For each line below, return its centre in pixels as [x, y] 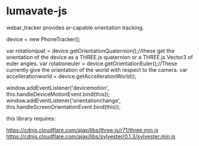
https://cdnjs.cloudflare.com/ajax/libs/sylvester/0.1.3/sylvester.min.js [91, 136]
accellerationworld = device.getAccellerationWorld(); [71, 76]
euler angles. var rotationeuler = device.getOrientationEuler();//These [92, 63]
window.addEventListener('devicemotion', [58, 87]
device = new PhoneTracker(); [43, 39]
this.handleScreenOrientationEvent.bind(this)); [64, 107]
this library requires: [31, 118]
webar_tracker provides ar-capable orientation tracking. [75, 28]
